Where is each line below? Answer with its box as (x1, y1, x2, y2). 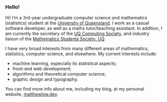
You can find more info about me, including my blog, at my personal (5, 86, 145, 92)
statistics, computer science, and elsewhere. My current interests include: (5, 51, 157, 57)
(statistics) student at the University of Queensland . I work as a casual (5, 20, 150, 26)
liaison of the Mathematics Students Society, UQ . (5, 36, 106, 42)
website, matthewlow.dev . (5, 91, 58, 98)
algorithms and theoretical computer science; (12, 71, 106, 77)
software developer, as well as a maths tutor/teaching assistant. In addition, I (5, 25, 163, 31)
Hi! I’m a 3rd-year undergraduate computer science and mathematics (5, 15, 148, 21)
